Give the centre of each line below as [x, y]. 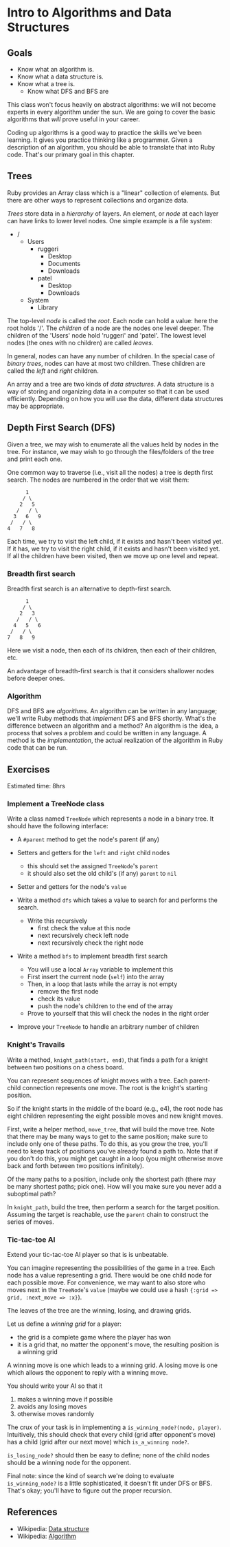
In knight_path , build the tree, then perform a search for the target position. [114, 1207]
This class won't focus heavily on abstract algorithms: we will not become [112, 104]
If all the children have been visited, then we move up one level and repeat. [113, 555]
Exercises [28, 769]
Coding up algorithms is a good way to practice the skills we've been [105, 133]
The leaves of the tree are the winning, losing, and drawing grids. [99, 1310]
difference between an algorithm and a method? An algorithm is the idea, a [113, 726]
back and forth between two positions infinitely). [76, 1165]
